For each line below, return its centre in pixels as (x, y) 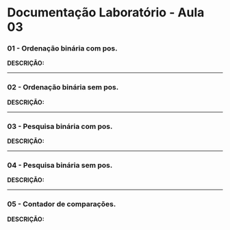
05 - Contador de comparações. (62, 204)
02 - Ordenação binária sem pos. (63, 87)
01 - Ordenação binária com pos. (62, 48)
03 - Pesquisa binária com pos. (60, 126)
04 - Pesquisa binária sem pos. (60, 165)
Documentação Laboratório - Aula (106, 13)
